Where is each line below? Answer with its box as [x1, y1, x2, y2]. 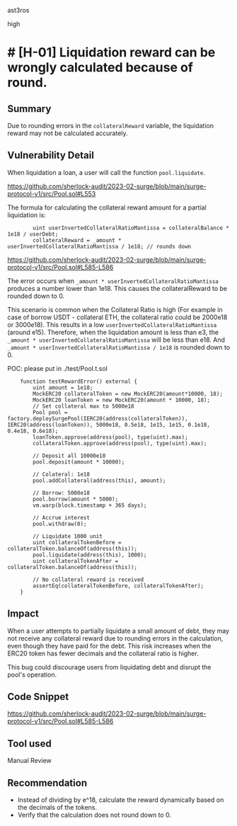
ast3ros [7, 6, 30, 14]
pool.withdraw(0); [33, 520, 87, 527]
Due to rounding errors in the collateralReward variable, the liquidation [7, 122, 214, 130]
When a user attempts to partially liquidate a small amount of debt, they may [7, 626, 230, 635]
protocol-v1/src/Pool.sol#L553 [7, 189, 96, 197]
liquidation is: [7, 210, 46, 219]
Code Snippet [7, 691, 69, 703]
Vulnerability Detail [7, 149, 94, 161]
